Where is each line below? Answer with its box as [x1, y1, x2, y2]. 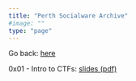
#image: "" [8, 19, 45, 27]
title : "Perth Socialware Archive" [8, 11, 129, 20]
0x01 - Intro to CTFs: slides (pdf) [8, 64, 117, 74]
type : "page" [8, 26, 53, 34]
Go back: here [8, 49, 56, 59]
